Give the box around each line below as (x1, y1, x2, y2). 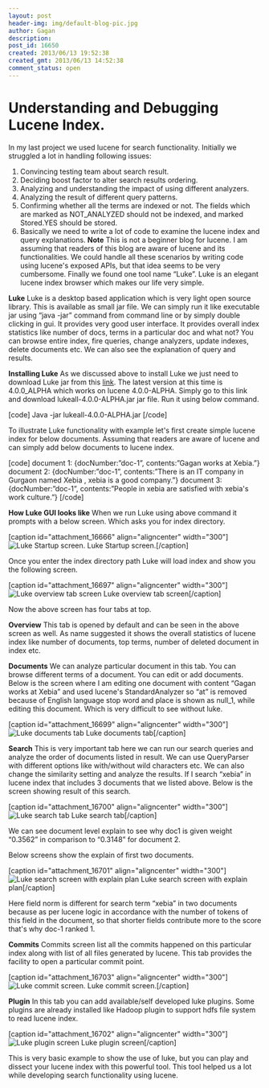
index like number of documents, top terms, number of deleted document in (8, 637, 259, 647)
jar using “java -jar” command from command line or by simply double (8, 310, 241, 320)
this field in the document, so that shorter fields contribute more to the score (8, 915, 262, 925)
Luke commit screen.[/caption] (87, 980, 190, 990)
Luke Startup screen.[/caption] (87, 540, 189, 550)
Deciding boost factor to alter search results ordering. (19, 174, 198, 185)
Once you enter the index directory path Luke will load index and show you (8, 556, 256, 565)
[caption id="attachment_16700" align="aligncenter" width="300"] (8, 802, 229, 811)
